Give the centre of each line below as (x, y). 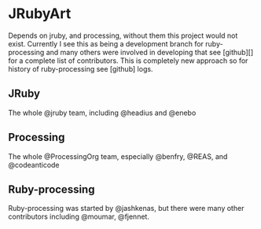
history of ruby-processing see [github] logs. (81, 68)
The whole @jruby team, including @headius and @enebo (102, 113)
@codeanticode (34, 164)
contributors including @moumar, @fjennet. (79, 216)
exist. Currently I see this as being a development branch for (106, 43)
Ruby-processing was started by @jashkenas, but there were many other (126, 209)
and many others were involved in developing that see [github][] (150, 52)
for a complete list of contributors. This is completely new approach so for (128, 61)
